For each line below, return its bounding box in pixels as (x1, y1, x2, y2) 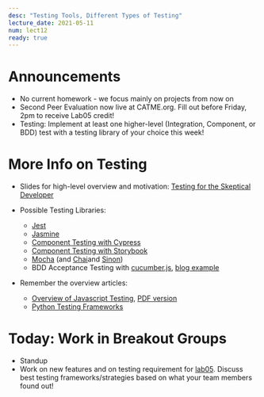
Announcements (8, 68, 121, 86)
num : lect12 (8, 26, 48, 34)
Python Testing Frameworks (31, 302, 124, 311)
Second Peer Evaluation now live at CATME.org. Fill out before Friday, (19, 102, 247, 112)
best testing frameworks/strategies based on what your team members (19, 373, 252, 383)
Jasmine (31, 229, 59, 239)
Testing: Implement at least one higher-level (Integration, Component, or (19, 120, 256, 129)
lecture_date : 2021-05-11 (8, 19, 94, 27)
